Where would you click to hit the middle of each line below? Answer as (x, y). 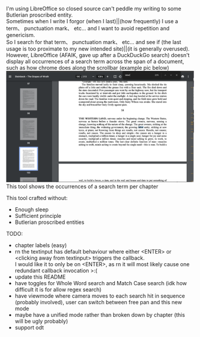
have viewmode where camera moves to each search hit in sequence (100, 296)
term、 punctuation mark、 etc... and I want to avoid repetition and (88, 28)
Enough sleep (32, 209)
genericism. (21, 35)
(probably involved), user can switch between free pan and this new (99, 302)
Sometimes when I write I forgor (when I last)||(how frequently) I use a (92, 21)
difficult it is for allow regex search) (58, 289)
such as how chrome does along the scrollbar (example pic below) (88, 68)
